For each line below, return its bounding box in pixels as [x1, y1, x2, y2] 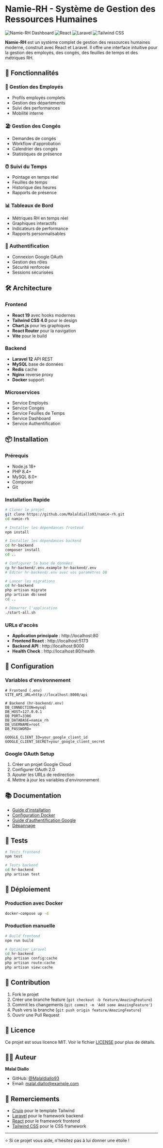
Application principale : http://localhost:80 [12, 633, 98, 638]
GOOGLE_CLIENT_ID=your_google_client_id [5, 735, 88, 740]
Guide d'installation [12, 807, 51, 813]
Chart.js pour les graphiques [12, 322, 70, 328]
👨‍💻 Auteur [5, 1053, 36, 1061]
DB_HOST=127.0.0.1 [5, 709, 42, 714]
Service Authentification [12, 421, 61, 426]
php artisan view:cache [5, 965, 53, 970]
